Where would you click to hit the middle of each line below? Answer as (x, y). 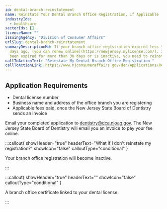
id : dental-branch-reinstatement (40, 10)
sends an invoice (30, 113)
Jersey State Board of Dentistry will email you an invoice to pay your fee (79, 128)
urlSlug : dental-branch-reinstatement (45, 42)
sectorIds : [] (20, 28)
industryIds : (19, 19)
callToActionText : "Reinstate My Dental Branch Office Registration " (80, 61)
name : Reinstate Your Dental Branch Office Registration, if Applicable (82, 14)
